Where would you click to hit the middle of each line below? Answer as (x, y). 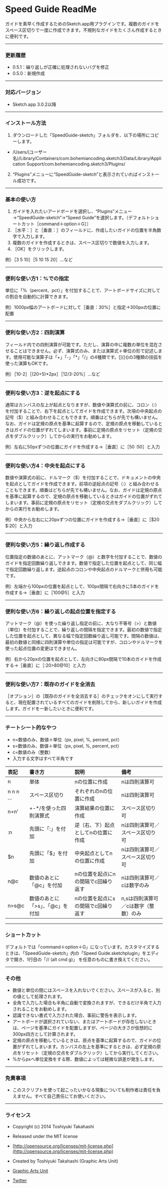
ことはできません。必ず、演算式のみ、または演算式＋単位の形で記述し (86, 351)
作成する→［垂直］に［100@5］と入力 (45, 592)
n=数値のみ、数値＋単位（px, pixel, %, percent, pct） (67, 739)
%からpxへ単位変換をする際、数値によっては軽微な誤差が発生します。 (84, 1059)
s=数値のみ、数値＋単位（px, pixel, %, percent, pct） (67, 746)
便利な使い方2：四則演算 (35, 333)
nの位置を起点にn (95, 874)
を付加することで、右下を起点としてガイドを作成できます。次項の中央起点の (84, 411)
